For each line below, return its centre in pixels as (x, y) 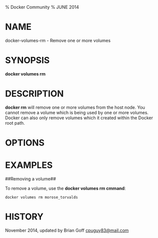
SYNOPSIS (28, 60)
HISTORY (24, 217)
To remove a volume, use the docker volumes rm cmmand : (65, 188)
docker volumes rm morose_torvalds (42, 197)
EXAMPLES (29, 165)
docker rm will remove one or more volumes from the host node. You (75, 107)
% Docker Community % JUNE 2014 (42, 7)
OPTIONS (25, 143)
